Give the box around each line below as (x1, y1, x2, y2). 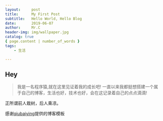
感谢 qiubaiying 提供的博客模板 (5, 111, 65, 117)
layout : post (5, 7, 41, 12)
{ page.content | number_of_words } (5, 39, 80, 44)
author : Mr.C (5, 25, 41, 30)
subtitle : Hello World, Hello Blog (5, 16, 82, 21)
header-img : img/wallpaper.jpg (5, 30, 69, 35)
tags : (5, 43, 16, 48)
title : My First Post (5, 12, 60, 17)
